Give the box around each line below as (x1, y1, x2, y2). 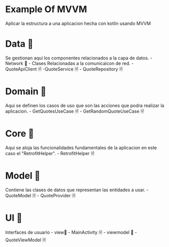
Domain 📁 (5, 86, 47, 97)
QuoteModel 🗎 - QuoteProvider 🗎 (5, 192, 76, 198)
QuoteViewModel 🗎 (5, 237, 47, 243)
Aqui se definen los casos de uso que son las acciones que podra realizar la (5, 102, 164, 109)
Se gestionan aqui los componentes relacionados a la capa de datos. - (5, 55, 153, 61)
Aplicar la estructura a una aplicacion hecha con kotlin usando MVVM (5, 20, 151, 26)
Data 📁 (5, 38, 34, 50)
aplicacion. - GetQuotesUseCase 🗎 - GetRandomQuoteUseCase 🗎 (5, 108, 145, 114)
